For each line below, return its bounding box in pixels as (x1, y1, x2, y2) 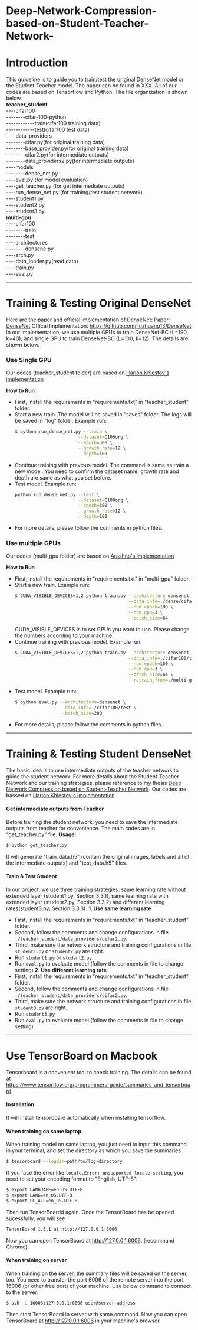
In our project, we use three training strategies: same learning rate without (6, 886, 186, 893)
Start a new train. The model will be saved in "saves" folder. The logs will (14, 411, 192, 418)
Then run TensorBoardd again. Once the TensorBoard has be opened (6, 1208, 174, 1215)
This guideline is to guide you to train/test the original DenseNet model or (6, 76, 184, 83)
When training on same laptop (6, 1127, 81, 1135)
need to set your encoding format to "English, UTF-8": (6, 1175, 138, 1182)
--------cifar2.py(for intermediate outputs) (6, 151, 109, 158)
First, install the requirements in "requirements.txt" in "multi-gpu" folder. (14, 575, 190, 582)
